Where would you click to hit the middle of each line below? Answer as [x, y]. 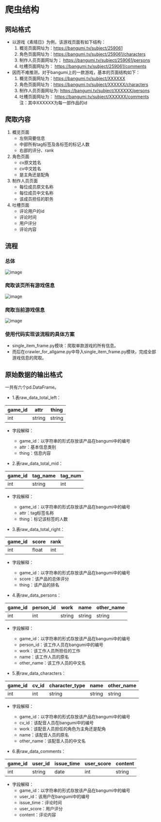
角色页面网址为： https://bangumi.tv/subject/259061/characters [82, 54]
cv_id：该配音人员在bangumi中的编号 [56, 723]
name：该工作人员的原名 [44, 657]
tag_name [44, 476]
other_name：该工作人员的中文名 [52, 663]
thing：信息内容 [35, 453]
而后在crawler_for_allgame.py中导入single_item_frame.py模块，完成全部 [84, 352]
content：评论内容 [38, 815]
